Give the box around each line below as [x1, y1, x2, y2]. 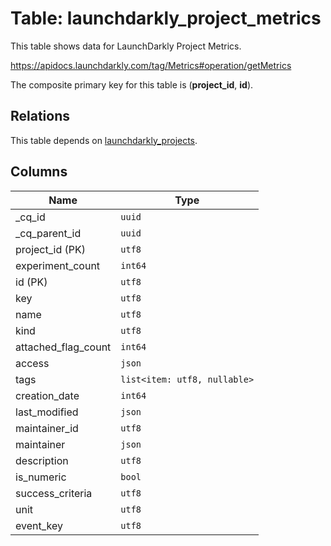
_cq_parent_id [15, 226, 82, 240]
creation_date [15, 388, 80, 402]
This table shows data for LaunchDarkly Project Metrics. [10, 40, 242, 52]
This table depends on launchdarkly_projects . [10, 134, 198, 146]
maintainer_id [15, 421, 79, 435]
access [15, 356, 50, 370]
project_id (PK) [15, 242, 86, 256]
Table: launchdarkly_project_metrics [10, 7, 322, 30]
